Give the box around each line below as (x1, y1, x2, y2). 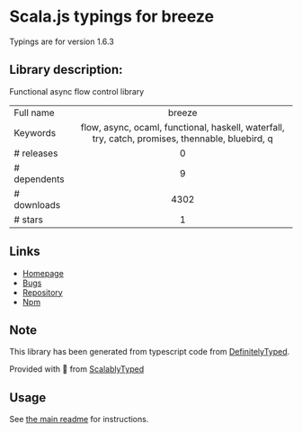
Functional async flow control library (9, 86, 145, 96)
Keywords (13, 126, 57, 139)
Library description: (9, 62, 123, 77)
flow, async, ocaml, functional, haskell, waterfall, (80, 121, 285, 133)
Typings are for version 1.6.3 (9, 36, 114, 47)
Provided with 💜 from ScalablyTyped (9, 364, 145, 374)
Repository (22, 286, 63, 298)
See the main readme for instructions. (9, 414, 149, 425)
